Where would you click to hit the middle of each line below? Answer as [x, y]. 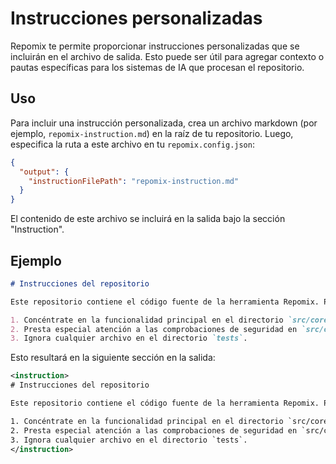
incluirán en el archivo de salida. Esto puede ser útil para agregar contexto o [167, 56]
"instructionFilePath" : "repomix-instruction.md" [134, 181]
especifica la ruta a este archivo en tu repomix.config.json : [132, 144]
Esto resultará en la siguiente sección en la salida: [113, 358]
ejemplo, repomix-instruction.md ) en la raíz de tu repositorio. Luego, [152, 133]
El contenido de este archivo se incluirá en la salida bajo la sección [148, 219]
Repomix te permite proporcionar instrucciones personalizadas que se [155, 46]
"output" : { [44, 172]
